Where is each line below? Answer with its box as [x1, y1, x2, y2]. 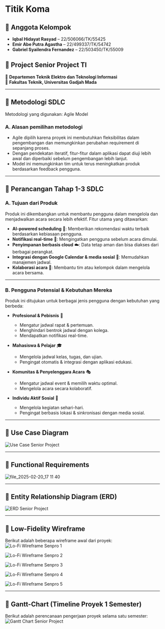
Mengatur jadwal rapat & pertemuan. [19, 322, 94, 328]
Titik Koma [5, 3, 50, 15]
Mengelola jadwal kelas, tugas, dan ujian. [19, 354, 103, 360]
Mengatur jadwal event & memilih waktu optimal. [19, 380, 118, 386]
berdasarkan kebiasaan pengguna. [12, 231, 82, 237]
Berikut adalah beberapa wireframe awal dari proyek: [5, 538, 113, 544]
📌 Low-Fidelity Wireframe [5, 525, 85, 533]
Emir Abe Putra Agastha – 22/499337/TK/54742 [12, 41, 111, 47]
